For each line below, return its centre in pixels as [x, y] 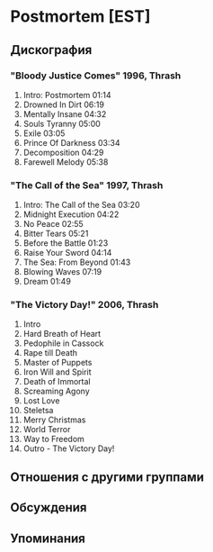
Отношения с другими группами [107, 477]
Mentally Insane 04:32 [65, 113]
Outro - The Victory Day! [69, 448]
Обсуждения [49, 507]
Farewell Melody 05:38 [66, 162]
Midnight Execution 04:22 [71, 214]
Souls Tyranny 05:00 [62, 123]
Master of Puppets [58, 363]
